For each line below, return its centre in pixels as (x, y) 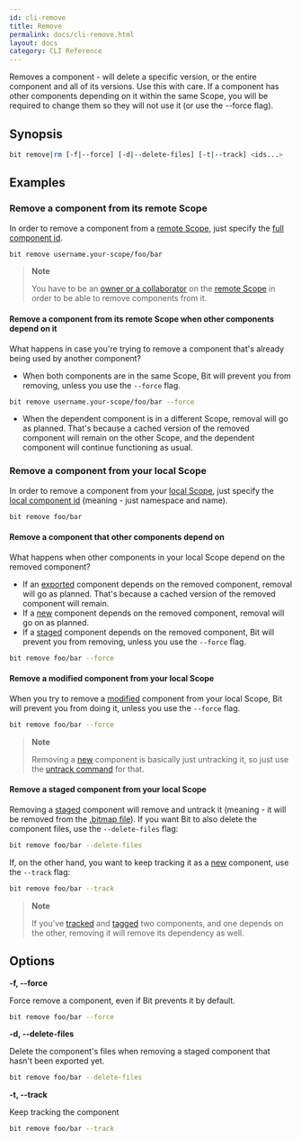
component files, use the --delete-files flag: (94, 828)
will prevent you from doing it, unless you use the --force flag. (125, 707)
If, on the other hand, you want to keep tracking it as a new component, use (149, 863)
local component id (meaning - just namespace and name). (119, 500)
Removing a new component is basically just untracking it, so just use (160, 759)
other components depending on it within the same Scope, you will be (139, 96)
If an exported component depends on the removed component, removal (157, 584)
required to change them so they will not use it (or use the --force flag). (142, 105)
